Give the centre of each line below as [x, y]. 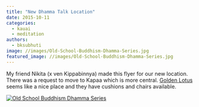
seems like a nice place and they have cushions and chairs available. [91, 86]
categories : [21, 23]
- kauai [21, 29]
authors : [17, 40]
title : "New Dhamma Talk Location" [51, 12]
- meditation [28, 34]
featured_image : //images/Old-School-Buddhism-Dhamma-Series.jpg [90, 57]
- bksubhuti [27, 46]
